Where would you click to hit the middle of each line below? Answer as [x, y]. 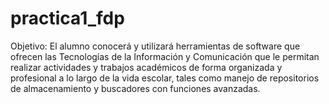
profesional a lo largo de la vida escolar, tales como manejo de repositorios [165, 78]
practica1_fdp [67, 18]
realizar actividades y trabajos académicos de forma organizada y [146, 67]
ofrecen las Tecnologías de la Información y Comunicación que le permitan [165, 56]
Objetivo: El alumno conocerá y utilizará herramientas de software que [155, 46]
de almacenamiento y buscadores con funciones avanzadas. [135, 88]
